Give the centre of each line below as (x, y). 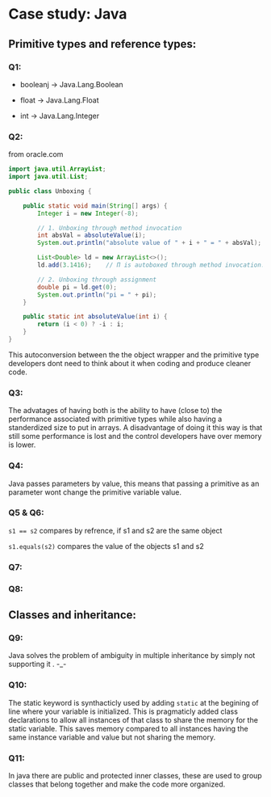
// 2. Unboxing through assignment (97, 280)
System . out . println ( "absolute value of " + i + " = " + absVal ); (150, 243)
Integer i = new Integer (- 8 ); (88, 213)
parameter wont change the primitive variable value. (95, 492)
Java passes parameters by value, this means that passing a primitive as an (134, 483)
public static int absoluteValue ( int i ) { (95, 317)
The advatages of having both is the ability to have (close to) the (115, 411)
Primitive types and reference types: (102, 44)
